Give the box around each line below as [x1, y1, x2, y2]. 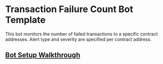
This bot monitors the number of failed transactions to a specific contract [5, 31, 158, 37]
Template [5, 14, 46, 26]
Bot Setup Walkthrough [5, 51, 80, 59]
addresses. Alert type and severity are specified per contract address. [5, 36, 152, 42]
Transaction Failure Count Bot [5, 4, 133, 15]
